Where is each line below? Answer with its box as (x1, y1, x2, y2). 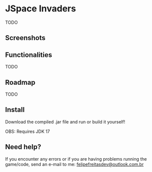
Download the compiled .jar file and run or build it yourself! (5, 118, 126, 124)
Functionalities (5, 51, 52, 59)
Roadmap (5, 78, 36, 87)
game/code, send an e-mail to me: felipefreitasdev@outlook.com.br (5, 161, 144, 167)
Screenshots (5, 34, 46, 42)
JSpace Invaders (5, 3, 76, 14)
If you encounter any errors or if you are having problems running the (5, 156, 148, 162)
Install (5, 106, 25, 114)
